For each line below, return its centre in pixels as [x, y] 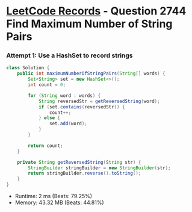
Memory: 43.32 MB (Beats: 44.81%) [59, 202]
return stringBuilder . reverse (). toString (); [85, 173]
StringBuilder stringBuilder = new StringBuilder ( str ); [99, 168]
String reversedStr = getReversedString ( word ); [99, 101]
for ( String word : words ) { [64, 95]
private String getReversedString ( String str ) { [79, 162]
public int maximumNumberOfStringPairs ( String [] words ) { [91, 73]
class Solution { [28, 68]
